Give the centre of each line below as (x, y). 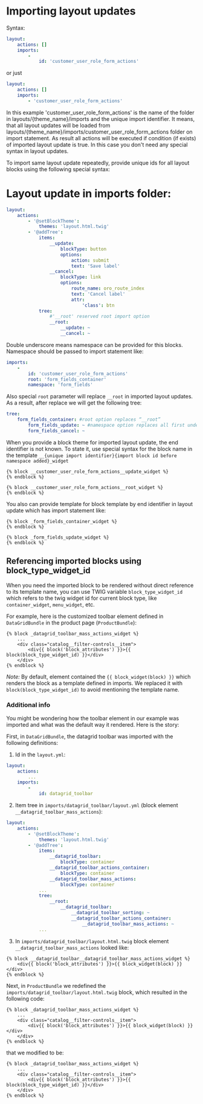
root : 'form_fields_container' (67, 379)
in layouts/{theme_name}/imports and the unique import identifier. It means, (101, 119)
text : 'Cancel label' (98, 294)
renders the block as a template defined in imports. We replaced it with (95, 683)
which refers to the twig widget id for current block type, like (82, 598)
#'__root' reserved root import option (99, 317)
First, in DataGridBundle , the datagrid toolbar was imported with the (90, 736)
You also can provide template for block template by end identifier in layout (100, 504)
